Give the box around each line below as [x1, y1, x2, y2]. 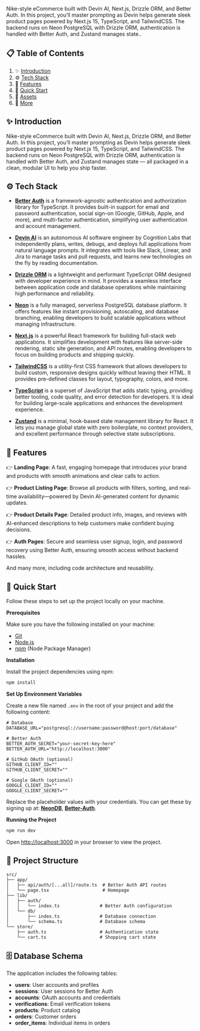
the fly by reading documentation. [14, 260, 99, 267]
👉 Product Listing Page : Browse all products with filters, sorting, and [6, 484, 179, 492]
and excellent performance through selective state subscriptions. [14, 430, 176, 437]
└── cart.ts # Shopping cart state [17, 934, 156, 940]
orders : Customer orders [14, 1013, 76, 1020]
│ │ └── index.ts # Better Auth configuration [6, 903, 172, 909]
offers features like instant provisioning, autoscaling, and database [14, 308, 179, 315]
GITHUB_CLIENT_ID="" [6, 761, 58, 767]
